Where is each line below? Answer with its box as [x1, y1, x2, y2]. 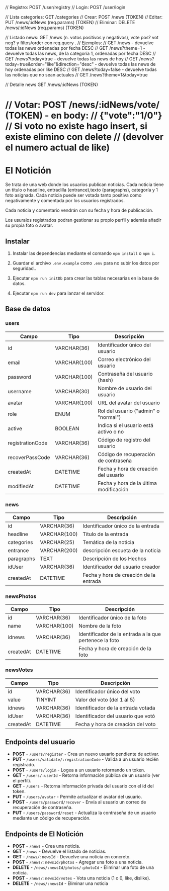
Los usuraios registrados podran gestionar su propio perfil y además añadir [5, 217, 162, 223]
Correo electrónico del [98, 355, 151, 363]
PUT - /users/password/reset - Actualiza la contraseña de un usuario [12, 810, 156, 816]
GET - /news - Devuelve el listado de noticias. [12, 848, 107, 854]
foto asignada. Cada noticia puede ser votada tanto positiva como [5, 192, 142, 198]
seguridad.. [12, 265, 37, 271]
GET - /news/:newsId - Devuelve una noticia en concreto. [12, 854, 131, 860]
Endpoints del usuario [5, 738, 75, 746]
